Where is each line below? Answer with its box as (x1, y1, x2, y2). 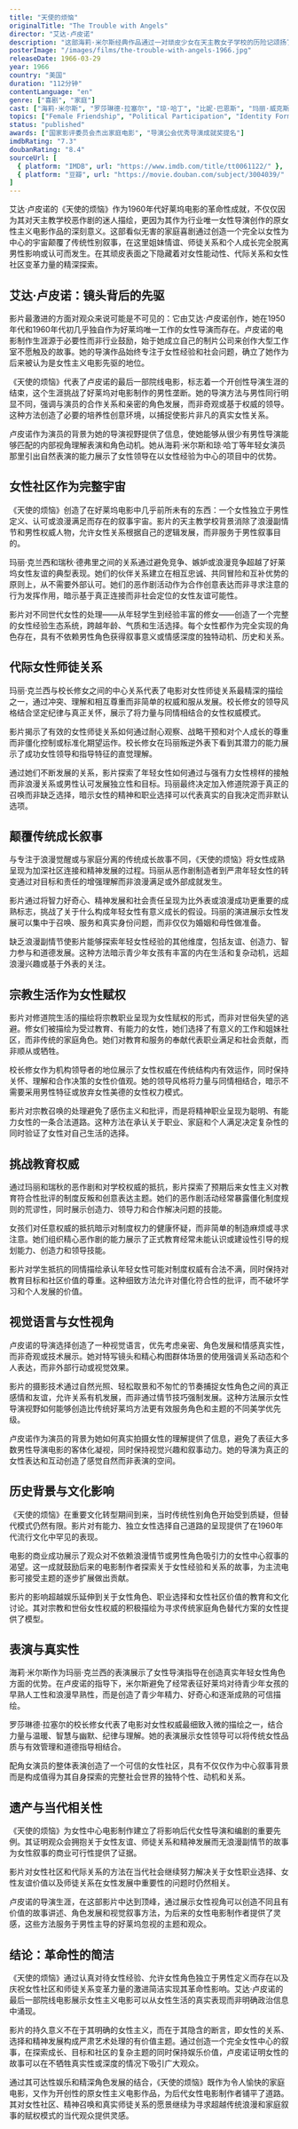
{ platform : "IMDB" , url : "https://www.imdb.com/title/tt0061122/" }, (17, 162, 284, 171)
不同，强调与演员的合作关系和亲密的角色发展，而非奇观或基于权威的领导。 (16, 398, 289, 409)
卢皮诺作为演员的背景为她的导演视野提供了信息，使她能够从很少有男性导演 (9, 428, 281, 439)
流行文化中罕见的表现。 (16, 1531, 103, 1542)
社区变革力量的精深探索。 (9, 259, 103, 270)
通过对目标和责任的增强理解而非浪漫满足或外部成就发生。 (16, 876, 227, 887)
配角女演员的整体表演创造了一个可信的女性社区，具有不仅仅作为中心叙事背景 (9, 1760, 289, 1771)
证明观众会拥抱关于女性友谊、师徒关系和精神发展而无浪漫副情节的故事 (32, 1837, 289, 1847)
